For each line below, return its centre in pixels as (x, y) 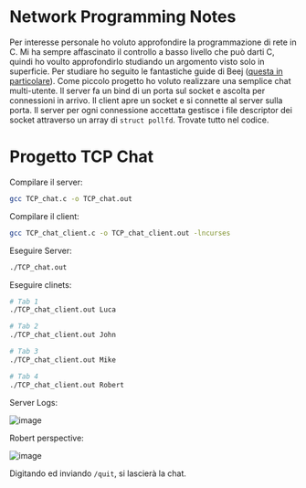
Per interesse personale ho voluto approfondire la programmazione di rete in (153, 42)
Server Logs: (33, 402)
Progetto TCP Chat (82, 157)
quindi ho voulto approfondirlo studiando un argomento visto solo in (137, 61)
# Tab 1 (24, 302)
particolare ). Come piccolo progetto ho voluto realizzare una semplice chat (150, 80)
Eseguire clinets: (41, 284)
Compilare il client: (44, 216)
